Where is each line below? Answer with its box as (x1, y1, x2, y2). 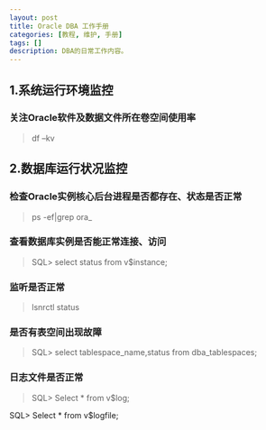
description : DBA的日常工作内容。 (9, 47, 128, 56)
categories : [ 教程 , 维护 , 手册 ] (9, 30, 124, 39)
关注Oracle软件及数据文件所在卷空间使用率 (9, 112, 197, 124)
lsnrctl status (31, 302, 79, 313)
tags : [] (9, 38, 42, 48)
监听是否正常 (9, 280, 66, 293)
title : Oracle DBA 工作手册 (9, 22, 110, 31)
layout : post (9, 13, 59, 23)
